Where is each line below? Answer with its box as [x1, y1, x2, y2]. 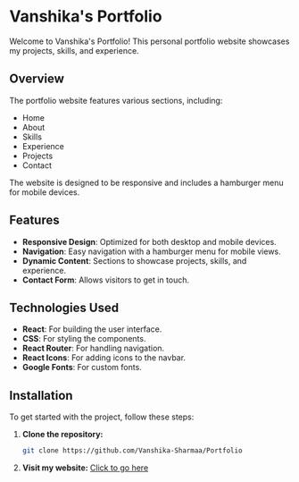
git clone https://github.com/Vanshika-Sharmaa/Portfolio [21, 446, 243, 455]
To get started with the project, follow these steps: [9, 411, 195, 422]
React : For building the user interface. [21, 324, 162, 334]
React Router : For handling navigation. [21, 342, 165, 354]
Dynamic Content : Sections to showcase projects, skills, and [21, 255, 247, 266]
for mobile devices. [9, 186, 80, 198]
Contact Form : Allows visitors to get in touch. [21, 275, 190, 285]
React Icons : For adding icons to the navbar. [21, 352, 186, 363]
